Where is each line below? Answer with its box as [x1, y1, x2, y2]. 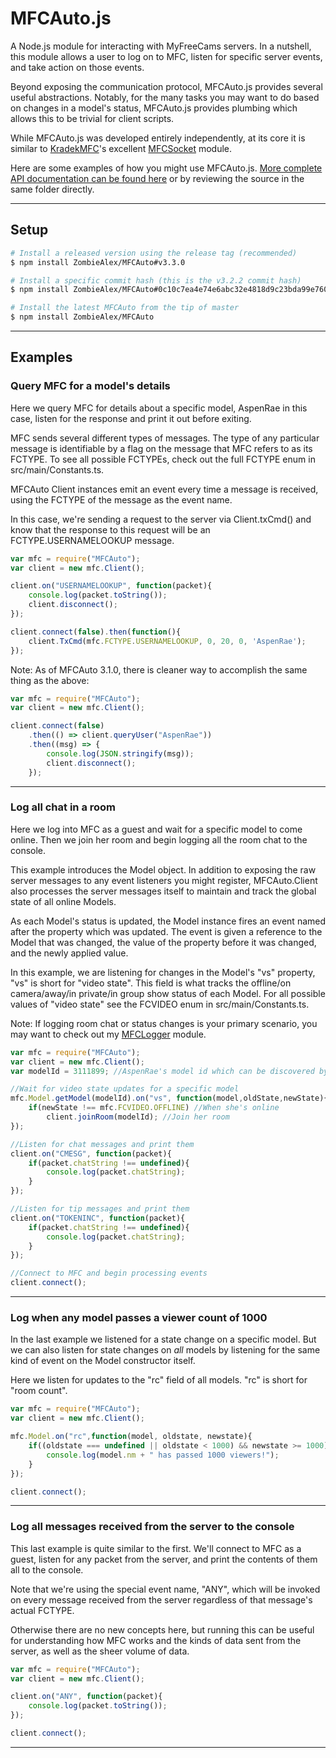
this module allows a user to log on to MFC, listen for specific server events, [10, 50, 323, 62]
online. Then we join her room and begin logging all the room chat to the [10, 833, 308, 846]
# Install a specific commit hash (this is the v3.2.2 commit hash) [10, 275, 302, 286]
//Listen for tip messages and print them [10, 1204, 190, 1214]
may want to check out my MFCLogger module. [10, 1028, 207, 1040]
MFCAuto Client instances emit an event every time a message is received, [10, 483, 319, 495]
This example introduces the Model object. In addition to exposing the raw [10, 863, 317, 876]
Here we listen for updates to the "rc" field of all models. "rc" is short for [10, 1374, 308, 1386]
